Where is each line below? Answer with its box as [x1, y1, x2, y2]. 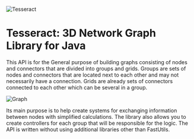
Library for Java [6, 39, 86, 53]
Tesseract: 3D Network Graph [6, 27, 156, 40]
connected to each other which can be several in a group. [6, 84, 147, 91]
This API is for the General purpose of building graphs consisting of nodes [6, 58, 188, 65]
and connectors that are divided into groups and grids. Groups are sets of [6, 65, 186, 72]
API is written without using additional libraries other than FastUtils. [6, 125, 170, 133]
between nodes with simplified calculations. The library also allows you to [6, 113, 186, 120]
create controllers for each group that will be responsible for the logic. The [6, 119, 189, 127]
